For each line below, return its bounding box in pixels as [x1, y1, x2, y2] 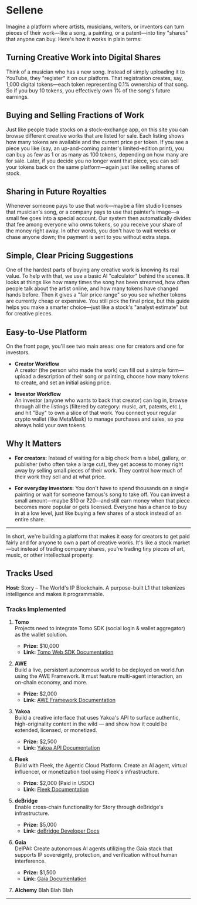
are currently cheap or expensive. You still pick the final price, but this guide [6, 298, 190, 305]
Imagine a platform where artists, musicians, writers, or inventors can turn [6, 23, 185, 30]
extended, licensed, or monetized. [14, 726, 97, 733]
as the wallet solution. [14, 631, 67, 638]
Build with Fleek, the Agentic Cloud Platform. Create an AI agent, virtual [14, 761, 188, 768]
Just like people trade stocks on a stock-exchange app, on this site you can [6, 126, 189, 133]
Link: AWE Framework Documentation [23, 696, 116, 703]
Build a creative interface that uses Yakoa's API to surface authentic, [14, 714, 181, 721]
